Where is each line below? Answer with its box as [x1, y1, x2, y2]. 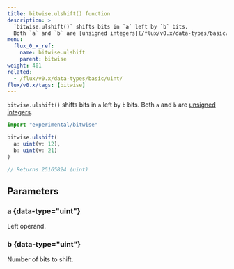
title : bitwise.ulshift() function [7, 10, 111, 17]
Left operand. [7, 222, 47, 231]
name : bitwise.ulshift [19, 49, 86, 56]
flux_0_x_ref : [13, 43, 54, 49]
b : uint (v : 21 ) [13, 147, 58, 154]
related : [7, 68, 33, 75]
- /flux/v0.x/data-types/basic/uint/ [13, 75, 123, 82]
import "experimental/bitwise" [7, 121, 98, 129]
